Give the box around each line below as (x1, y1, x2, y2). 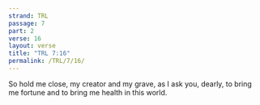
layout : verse (8, 42, 57, 50)
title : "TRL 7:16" (8, 49, 70, 57)
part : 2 (8, 27, 35, 35)
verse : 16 (8, 34, 42, 43)
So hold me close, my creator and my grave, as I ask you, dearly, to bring (8, 78, 253, 89)
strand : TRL (8, 11, 49, 20)
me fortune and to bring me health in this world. (8, 87, 168, 97)
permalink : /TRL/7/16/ (8, 57, 85, 65)
